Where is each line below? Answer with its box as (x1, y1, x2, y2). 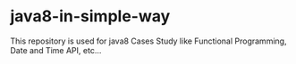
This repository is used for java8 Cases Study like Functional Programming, (10, 36, 287, 46)
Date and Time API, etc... (10, 44, 102, 55)
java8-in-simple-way (10, 6, 171, 27)
